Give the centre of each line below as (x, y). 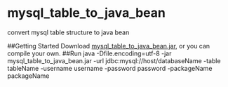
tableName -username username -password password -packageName (110, 68)
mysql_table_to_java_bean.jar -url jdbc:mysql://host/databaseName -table (114, 60)
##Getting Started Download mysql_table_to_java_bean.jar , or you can (109, 46)
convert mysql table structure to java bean (68, 32)
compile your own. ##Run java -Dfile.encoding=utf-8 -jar (89, 53)
